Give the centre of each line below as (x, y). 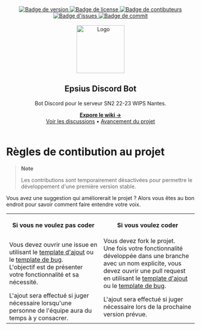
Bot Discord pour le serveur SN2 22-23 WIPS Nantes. (100, 103)
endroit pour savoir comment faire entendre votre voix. (74, 204)
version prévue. (126, 314)
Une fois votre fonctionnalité (143, 248)
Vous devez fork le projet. (139, 241)
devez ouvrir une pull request (145, 271)
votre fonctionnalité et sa (44, 274)
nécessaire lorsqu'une (40, 303)
